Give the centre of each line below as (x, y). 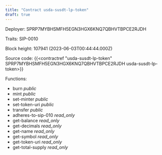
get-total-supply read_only (40, 147)
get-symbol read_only (35, 136)
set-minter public (30, 99)
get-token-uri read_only (37, 142)
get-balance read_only (36, 120)
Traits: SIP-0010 (22, 39)
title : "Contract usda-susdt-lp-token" (47, 10)
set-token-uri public (33, 104)
